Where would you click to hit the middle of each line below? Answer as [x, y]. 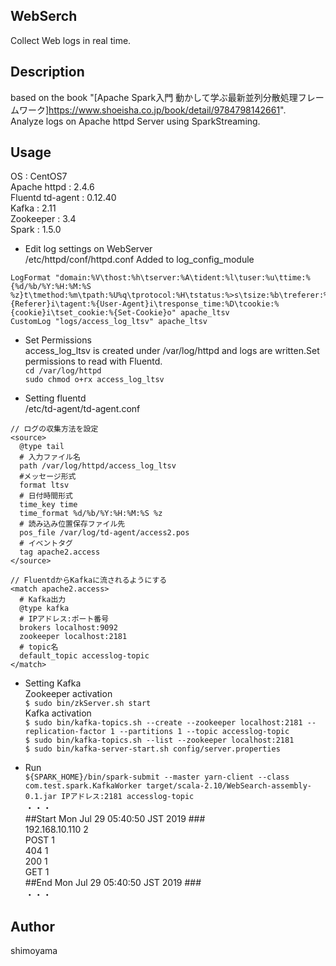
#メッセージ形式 [48, 477]
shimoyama [34, 951]
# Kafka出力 [43, 600]
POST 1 [40, 840]
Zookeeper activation [68, 694]
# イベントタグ [46, 544]
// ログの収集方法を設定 [54, 429]
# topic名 [39, 647]
